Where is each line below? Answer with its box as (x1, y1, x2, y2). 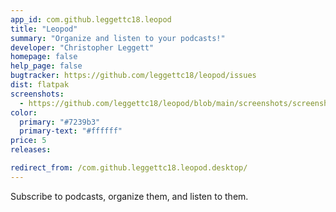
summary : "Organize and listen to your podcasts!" (10, 33, 226, 43)
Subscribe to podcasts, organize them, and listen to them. (10, 190, 249, 202)
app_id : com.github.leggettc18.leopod (10, 14, 172, 25)
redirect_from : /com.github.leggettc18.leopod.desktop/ (10, 163, 248, 173)
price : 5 (10, 136, 47, 146)
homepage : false (10, 52, 78, 62)
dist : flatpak (10, 80, 70, 90)
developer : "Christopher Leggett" (10, 42, 155, 53)
